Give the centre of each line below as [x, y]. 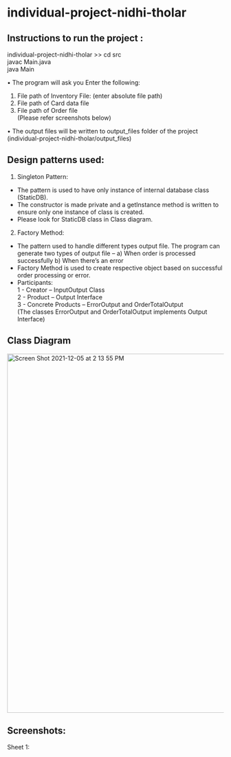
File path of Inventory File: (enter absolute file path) [90, 96]
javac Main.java [29, 62]
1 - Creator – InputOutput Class [61, 290]
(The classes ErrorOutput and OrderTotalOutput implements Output [112, 312]
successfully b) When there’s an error [70, 260]
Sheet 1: [18, 747]
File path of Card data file [53, 103]
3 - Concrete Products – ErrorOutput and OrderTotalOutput [100, 304]
